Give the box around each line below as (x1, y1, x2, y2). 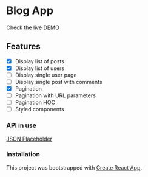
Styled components (15, 106, 64, 113)
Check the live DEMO (6, 24, 59, 31)
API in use (6, 121, 36, 130)
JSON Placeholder (6, 135, 53, 142)
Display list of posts (15, 57, 65, 64)
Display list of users (15, 64, 65, 72)
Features (6, 41, 41, 52)
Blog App (6, 4, 53, 18)
